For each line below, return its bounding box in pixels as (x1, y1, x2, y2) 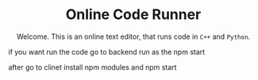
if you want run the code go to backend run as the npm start (8, 47, 206, 56)
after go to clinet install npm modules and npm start (8, 62, 177, 72)
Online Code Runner (65, 6, 202, 24)
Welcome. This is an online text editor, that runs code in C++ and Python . (16, 32, 251, 41)
